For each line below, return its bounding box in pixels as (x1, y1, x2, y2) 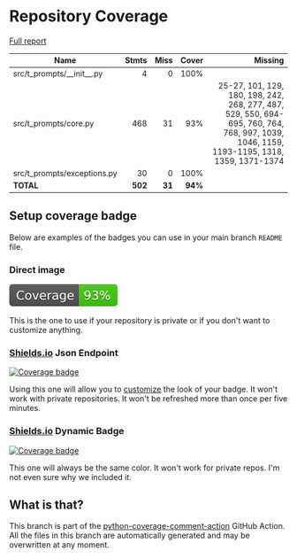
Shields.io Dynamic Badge (9, 425, 125, 438)
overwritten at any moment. (9, 540, 110, 550)
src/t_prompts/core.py (12, 118, 95, 128)
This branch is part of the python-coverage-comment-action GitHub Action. (9, 521, 286, 532)
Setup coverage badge (9, 208, 137, 223)
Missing (254, 55, 285, 66)
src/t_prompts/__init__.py (12, 68, 103, 79)
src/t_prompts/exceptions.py (12, 168, 118, 179)
